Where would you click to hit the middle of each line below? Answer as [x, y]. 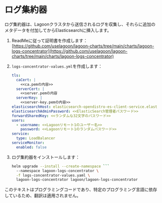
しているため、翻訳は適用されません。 [43, 196]
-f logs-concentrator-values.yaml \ [53, 175]
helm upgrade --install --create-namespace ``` [60, 166]
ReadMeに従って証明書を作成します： [49, 40]
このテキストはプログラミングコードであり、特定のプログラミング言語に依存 [81, 189]
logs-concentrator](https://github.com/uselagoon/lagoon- [70, 51]
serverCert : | [30, 89]
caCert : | [26, 80]
